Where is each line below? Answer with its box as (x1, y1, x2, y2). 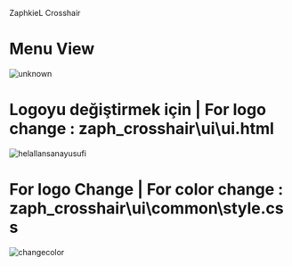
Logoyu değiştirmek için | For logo (9, 100, 267, 120)
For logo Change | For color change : (9, 179, 284, 200)
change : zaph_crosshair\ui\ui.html (9, 119, 274, 139)
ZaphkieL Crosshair (9, 8, 81, 18)
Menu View (9, 39, 95, 59)
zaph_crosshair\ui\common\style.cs (9, 198, 284, 219)
